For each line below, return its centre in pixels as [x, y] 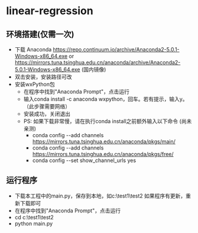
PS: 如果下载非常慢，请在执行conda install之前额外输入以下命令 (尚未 [108, 121]
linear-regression [50, 11]
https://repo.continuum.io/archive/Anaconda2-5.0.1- [116, 49]
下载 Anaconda [33, 49]
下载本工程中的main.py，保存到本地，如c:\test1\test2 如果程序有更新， [100, 196]
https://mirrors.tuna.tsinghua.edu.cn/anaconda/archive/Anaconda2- [98, 62]
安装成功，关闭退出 [47, 114]
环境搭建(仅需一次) [40, 34]
